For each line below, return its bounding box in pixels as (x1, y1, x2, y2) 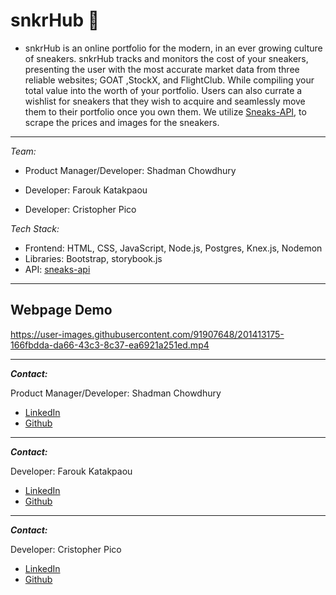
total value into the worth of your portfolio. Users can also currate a (24, 84, 303, 96)
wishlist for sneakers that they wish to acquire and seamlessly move (24, 95, 306, 107)
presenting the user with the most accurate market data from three (24, 63, 300, 75)
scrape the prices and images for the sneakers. (24, 116, 220, 128)
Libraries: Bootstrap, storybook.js (24, 252, 163, 264)
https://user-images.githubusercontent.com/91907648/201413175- (10, 328, 285, 340)
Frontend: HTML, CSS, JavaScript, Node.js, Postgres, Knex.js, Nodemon (24, 242, 323, 254)
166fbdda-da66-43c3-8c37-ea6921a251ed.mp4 (10, 339, 210, 351)
